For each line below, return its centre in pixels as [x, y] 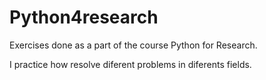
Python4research [84, 17]
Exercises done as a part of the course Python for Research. [133, 45]
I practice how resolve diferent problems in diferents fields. [130, 64]
